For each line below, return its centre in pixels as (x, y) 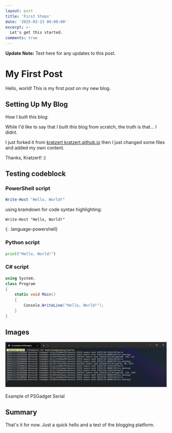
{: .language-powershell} (31, 229)
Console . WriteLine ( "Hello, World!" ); (64, 305)
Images (17, 332)
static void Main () (35, 295)
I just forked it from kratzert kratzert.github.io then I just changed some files (85, 142)
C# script (17, 267)
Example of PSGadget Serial (35, 396)
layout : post (19, 11)
